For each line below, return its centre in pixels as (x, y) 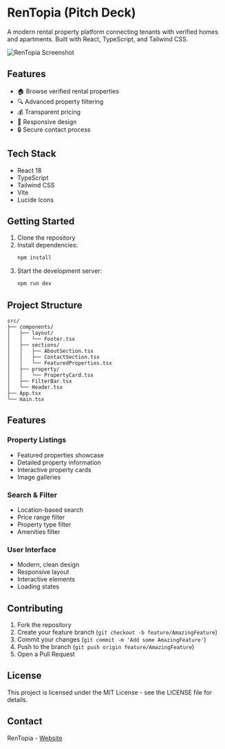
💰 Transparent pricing (49, 112)
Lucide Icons (35, 199)
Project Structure (45, 305)
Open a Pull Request (46, 654)
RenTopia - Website (35, 738)
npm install (34, 258)
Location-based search (50, 510)
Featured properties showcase (61, 455)
